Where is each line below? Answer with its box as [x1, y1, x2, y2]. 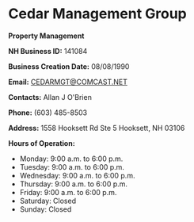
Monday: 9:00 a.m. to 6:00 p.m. [19, 154, 124, 163]
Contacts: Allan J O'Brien [8, 92, 93, 101]
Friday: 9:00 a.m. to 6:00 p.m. [19, 187, 117, 197]
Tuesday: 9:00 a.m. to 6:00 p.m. [19, 162, 125, 171]
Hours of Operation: [8, 138, 75, 147]
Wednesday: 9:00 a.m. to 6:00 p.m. [19, 170, 135, 180]
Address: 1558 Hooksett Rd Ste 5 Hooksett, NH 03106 [8, 123, 185, 132]
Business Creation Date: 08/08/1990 [8, 61, 130, 71]
